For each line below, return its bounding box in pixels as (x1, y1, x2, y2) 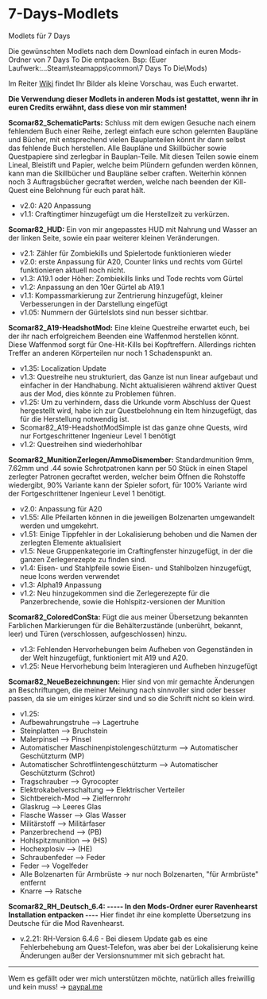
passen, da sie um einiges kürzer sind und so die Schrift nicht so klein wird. (8, 693, 256, 703)
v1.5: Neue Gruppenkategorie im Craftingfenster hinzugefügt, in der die (19, 546, 253, 556)
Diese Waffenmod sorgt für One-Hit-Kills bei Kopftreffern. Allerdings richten (8, 339, 257, 349)
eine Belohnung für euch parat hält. (29, 185, 145, 195)
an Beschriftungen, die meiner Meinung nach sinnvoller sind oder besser (8, 685, 246, 695)
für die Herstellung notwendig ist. (19, 414, 130, 423)
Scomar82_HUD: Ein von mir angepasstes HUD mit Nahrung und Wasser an (8, 224, 257, 234)
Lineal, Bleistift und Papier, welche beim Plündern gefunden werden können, (8, 160, 258, 169)
